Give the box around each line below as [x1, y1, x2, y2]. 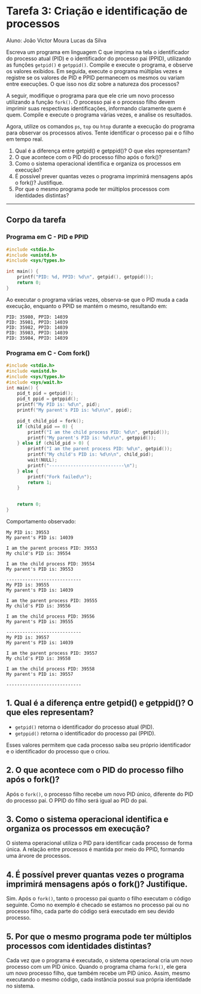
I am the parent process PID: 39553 [6, 545, 98, 551]
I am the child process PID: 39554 [6, 561, 95, 567]
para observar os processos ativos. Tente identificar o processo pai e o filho [6, 129, 194, 136]
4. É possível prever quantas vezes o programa [6, 869, 184, 880]
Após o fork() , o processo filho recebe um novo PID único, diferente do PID [6, 791, 193, 798]
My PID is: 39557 [6, 634, 50, 640]
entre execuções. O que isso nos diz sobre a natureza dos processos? [6, 80, 179, 88]
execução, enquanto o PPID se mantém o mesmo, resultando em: [6, 302, 167, 310]
